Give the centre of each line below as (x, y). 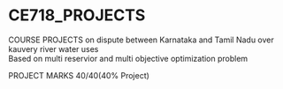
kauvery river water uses (54, 48)
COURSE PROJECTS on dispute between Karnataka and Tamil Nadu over (141, 40)
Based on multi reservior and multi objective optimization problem (128, 58)
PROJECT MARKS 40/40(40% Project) (79, 75)
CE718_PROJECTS (77, 15)
